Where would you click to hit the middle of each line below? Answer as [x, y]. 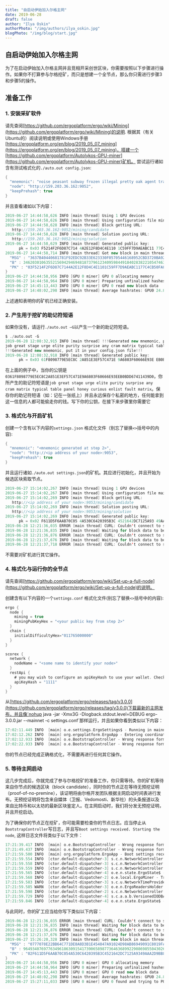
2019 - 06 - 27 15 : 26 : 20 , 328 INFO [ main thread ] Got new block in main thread [85, 940]
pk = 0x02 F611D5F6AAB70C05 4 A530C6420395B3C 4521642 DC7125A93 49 [90, 521]
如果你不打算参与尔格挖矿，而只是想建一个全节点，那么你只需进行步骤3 [88, 74]
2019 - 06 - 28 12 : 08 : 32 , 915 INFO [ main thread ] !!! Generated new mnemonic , [83, 341]
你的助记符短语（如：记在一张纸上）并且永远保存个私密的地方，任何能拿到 [87, 395]
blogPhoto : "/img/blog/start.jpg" [41, 33]
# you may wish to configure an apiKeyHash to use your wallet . [83, 677]
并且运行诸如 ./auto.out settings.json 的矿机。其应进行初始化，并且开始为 [83, 472]
